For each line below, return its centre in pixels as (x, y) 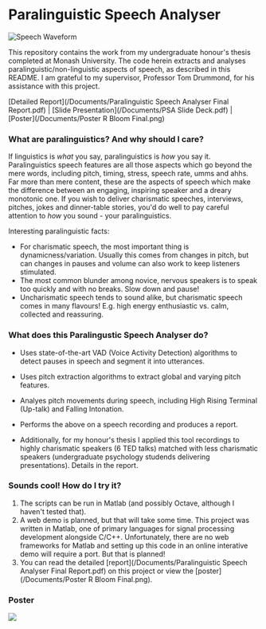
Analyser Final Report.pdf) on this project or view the (106, 571)
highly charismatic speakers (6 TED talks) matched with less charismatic (139, 448)
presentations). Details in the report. (79, 465)
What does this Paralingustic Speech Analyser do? (108, 335)
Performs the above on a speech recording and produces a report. (129, 424)
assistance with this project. (54, 86)
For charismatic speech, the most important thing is (104, 247)
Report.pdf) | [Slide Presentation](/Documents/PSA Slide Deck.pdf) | (121, 110)
